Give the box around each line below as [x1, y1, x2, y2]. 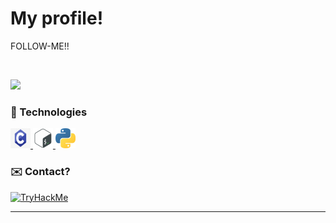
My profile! [10, 7, 104, 30]
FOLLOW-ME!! [10, 40, 70, 52]
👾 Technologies [10, 105, 88, 119]
